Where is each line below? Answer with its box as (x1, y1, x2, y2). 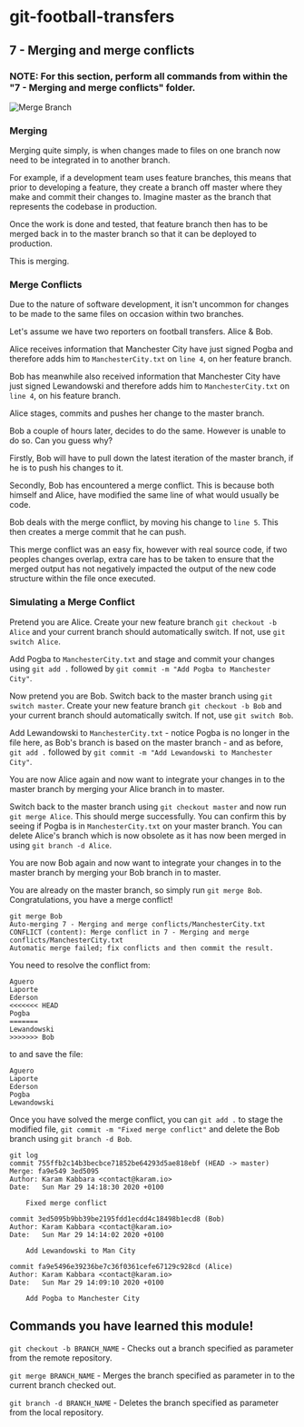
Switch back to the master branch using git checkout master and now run (9, 801, 288, 812)
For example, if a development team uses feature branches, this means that (9, 173, 292, 183)
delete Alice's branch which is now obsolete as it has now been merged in (9, 829, 287, 841)
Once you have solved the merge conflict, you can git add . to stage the (9, 1114, 283, 1125)
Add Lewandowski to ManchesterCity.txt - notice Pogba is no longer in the (9, 727, 290, 738)
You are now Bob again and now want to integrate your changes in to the (9, 857, 282, 868)
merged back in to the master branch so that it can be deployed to (9, 229, 257, 240)
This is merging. (9, 256, 70, 267)
